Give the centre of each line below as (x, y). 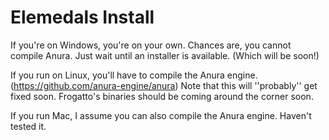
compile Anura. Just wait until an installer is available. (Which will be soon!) (165, 55)
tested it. (28, 126)
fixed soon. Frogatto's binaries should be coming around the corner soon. (162, 96)
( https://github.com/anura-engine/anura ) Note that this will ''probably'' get (164, 85)
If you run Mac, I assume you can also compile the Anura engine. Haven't (161, 115)
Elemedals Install (82, 17)
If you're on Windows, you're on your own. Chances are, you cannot (151, 45)
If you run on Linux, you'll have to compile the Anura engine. (134, 75)
